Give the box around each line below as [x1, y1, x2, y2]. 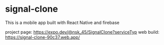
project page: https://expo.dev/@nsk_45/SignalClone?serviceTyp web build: [5, 29, 160, 35]
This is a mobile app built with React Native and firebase [5, 20, 120, 25]
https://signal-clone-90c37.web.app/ [5, 34, 80, 40]
